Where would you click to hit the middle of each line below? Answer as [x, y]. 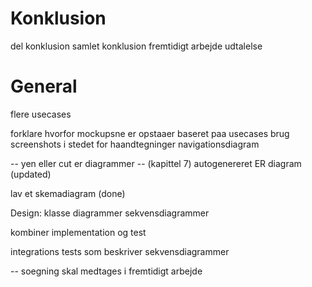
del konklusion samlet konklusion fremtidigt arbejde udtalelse [136, 46]
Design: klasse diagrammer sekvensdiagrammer [110, 213]
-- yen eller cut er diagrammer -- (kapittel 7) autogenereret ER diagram [156, 163]
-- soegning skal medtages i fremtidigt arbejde [106, 271]
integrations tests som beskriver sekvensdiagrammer [120, 251]
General [44, 86]
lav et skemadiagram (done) [68, 193]
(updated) [31, 174]
